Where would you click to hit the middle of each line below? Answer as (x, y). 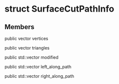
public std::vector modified (32, 57)
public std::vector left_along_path (38, 67)
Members (20, 27)
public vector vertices (26, 38)
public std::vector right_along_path (39, 76)
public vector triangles (27, 48)
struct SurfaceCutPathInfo (59, 9)
